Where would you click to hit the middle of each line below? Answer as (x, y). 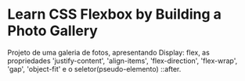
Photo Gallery (53, 31)
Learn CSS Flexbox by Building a (115, 14)
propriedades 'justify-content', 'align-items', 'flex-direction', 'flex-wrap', (122, 61)
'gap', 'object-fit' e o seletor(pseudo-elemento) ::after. (94, 69)
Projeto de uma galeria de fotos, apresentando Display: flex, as (109, 52)
